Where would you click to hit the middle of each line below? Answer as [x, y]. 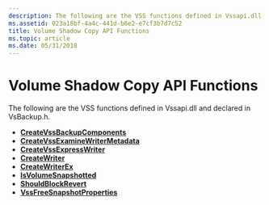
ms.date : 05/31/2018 [43, 46]
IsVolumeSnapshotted [58, 175]
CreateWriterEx [47, 167]
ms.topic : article [39, 38]
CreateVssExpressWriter [63, 149]
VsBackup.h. [29, 117]
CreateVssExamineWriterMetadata [80, 141]
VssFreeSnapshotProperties [69, 192]
